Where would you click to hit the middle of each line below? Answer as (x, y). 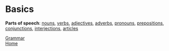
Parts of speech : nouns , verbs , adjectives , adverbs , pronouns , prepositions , (85, 23)
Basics (20, 9)
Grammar (15, 38)
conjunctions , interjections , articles (42, 28)
